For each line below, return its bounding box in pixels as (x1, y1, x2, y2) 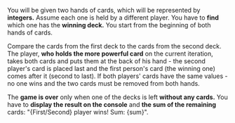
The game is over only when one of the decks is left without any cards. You (7, 93, 228, 101)
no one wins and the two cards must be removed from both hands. (7, 79, 200, 87)
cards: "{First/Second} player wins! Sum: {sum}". (7, 108, 149, 116)
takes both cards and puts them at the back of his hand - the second (7, 57, 206, 65)
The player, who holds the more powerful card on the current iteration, (7, 49, 214, 58)
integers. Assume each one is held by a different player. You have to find (7, 13, 220, 22)
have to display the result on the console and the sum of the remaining (7, 101, 216, 108)
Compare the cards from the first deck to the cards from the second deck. (7, 42, 222, 50)
